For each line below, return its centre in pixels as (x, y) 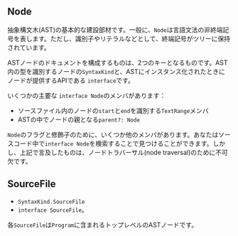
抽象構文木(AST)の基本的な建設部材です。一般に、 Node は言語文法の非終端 (115, 29)
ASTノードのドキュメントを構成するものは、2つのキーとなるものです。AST (118, 63)
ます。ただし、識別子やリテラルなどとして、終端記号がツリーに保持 (131, 38)
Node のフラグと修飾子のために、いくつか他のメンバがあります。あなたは (113, 134)
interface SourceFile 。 (53, 210)
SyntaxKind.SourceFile (51, 202)
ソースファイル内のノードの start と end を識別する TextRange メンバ (113, 110)
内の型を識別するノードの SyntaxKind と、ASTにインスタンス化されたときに (117, 71)
